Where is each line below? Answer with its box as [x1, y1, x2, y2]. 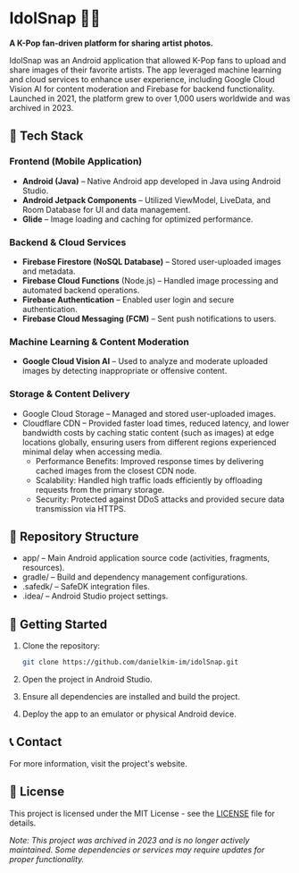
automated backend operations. [21, 284, 140, 295]
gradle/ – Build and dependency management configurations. [21, 572, 248, 582]
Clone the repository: [21, 640, 101, 651]
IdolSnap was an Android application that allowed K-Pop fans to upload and [9, 55, 287, 65]
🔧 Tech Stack [9, 129, 84, 144]
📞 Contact [9, 734, 62, 750]
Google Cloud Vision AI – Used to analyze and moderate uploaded [21, 356, 268, 367]
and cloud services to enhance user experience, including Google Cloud [9, 73, 275, 84]
